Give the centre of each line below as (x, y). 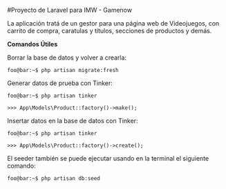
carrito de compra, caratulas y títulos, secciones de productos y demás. (110, 31)
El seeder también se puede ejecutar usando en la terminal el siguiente (108, 158)
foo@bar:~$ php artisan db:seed (54, 179)
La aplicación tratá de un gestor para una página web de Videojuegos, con (113, 23)
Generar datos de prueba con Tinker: (60, 83)
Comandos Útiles (32, 44)
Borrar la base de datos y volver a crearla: (67, 57)
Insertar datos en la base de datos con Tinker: (73, 121)
